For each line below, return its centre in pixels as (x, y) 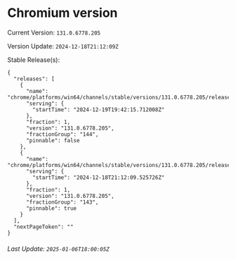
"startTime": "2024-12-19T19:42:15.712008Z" (99, 110)
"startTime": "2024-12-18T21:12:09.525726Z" (99, 178)
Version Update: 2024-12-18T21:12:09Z (63, 46)
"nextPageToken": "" (44, 227)
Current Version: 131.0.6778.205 (54, 32)
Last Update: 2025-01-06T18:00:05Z (59, 249)
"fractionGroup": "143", (62, 202)
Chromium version (63, 13)
